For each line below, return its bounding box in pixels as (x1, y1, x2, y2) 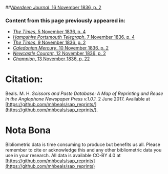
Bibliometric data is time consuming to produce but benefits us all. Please (5, 141, 160, 147)
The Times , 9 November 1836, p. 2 (12, 39, 86, 45)
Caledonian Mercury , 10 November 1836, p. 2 (12, 45, 109, 51)
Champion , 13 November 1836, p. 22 (12, 56, 90, 62)
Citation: (5, 73, 43, 85)
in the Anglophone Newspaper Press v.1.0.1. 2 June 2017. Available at (5, 96, 150, 102)
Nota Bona (5, 125, 51, 136)
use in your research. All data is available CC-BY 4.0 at (5, 153, 121, 159)
